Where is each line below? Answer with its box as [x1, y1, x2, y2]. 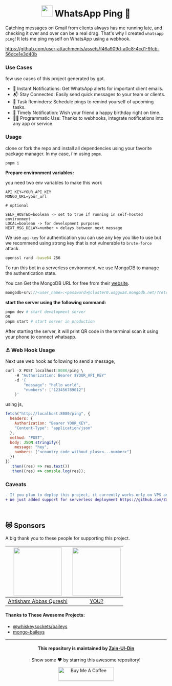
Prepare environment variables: [5, 170, 74, 176]
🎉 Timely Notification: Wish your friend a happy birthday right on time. [12, 109, 161, 116]
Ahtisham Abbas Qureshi [8, 598, 68, 605]
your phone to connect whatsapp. [5, 333, 77, 340]
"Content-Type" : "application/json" [14, 425, 93, 431]
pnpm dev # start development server [5, 309, 86, 314]
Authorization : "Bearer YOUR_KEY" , [14, 421, 91, 426]
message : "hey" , [14, 444, 50, 450]
